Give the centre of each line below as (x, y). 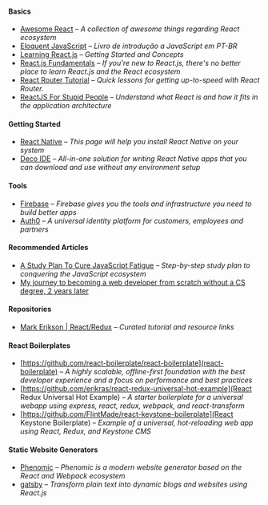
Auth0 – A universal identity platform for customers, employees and (132, 220)
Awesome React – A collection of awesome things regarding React (130, 29)
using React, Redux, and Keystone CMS (86, 431)
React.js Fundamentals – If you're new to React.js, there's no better (130, 63)
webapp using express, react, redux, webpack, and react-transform (132, 406)
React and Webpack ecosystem (72, 476)
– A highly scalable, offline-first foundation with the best (152, 372)
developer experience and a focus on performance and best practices (136, 380)
